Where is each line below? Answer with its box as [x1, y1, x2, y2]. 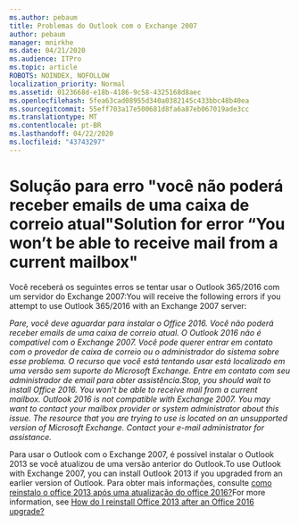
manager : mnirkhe [9, 37, 74, 47]
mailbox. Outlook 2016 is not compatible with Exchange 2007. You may [9, 394, 270, 404]
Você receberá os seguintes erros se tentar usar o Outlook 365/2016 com [9, 281, 280, 292]
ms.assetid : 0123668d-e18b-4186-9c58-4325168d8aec [9, 87, 202, 96]
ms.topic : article [9, 63, 78, 72]
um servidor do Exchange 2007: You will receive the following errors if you [9, 291, 281, 302]
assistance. [9, 431, 52, 442]
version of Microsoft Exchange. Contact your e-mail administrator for [9, 421, 265, 433]
